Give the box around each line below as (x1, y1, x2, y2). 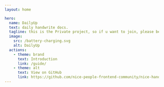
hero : (4, 16, 16, 21)
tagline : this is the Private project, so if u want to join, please (9, 30, 154, 35)
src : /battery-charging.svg (13, 38, 70, 44)
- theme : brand (13, 52, 45, 57)
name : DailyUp (9, 20, 38, 25)
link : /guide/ (17, 61, 47, 66)
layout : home (4, 7, 31, 12)
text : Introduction (17, 56, 57, 61)
